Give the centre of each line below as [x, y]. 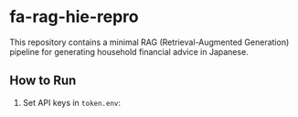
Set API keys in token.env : [72, 102]
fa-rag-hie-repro [74, 17]
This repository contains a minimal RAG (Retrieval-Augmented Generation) [149, 42]
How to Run [43, 81]
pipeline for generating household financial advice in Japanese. [129, 51]
